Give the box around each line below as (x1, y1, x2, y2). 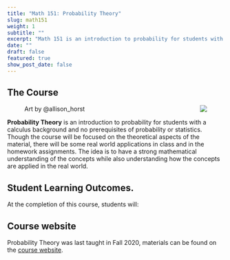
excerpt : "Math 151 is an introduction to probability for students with (7, 36, 224, 43)
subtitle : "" (7, 29, 45, 36)
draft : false (7, 49, 45, 56)
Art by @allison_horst (24, 105, 85, 113)
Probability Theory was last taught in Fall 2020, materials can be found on (7, 239, 217, 247)
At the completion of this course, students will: (7, 200, 139, 208)
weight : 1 (7, 23, 36, 30)
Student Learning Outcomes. (7, 182, 134, 193)
